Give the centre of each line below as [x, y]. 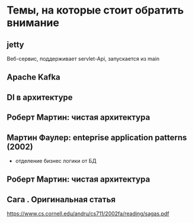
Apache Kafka [34, 77]
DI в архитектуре [40, 97]
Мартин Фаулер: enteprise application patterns [97, 137]
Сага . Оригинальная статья [61, 199]
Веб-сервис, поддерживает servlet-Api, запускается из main [83, 59]
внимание [33, 23]
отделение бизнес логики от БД [56, 160]
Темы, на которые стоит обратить [95, 10]
